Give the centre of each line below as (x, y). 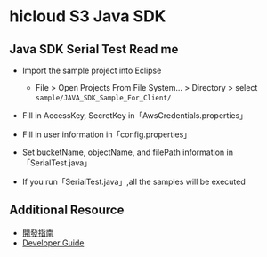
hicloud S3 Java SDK (88, 16)
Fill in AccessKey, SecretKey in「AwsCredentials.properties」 (134, 116)
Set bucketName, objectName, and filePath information (123, 152)
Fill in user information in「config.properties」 (107, 134)
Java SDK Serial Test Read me (94, 49)
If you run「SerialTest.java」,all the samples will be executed (134, 181)
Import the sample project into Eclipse (92, 70)
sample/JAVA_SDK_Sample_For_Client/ (103, 98)
